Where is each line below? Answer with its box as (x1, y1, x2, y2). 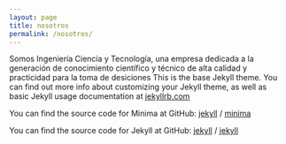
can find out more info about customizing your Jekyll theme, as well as (9, 81, 267, 93)
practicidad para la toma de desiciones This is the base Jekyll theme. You (9, 72, 278, 83)
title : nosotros (9, 21, 69, 30)
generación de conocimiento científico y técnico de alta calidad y (9, 63, 248, 73)
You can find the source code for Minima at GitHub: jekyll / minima (9, 108, 251, 119)
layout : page (9, 12, 58, 22)
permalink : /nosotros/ (9, 29, 93, 38)
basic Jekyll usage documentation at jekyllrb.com (9, 91, 190, 102)
